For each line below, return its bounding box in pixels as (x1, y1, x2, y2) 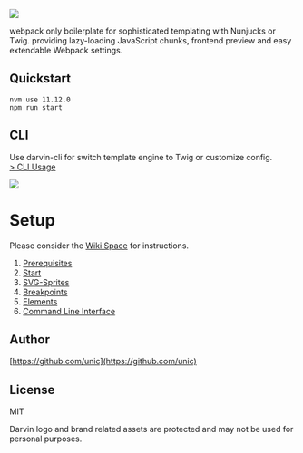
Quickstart (9, 71, 72, 86)
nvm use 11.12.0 (9, 95, 71, 104)
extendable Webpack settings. (9, 45, 123, 55)
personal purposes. (9, 433, 83, 444)
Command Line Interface (22, 305, 116, 316)
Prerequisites (22, 257, 73, 268)
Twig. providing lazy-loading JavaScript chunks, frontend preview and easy (9, 35, 292, 45)
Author (9, 332, 50, 347)
